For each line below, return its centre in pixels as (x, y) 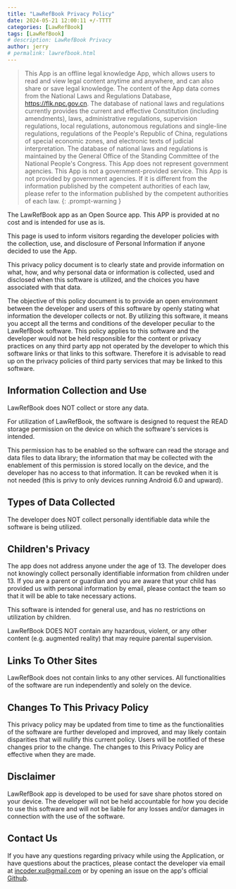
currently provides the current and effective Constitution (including (122, 111)
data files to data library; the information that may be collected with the (110, 457)
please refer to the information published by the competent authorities (126, 193)
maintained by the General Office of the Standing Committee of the (122, 155)
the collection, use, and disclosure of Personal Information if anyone (106, 243)
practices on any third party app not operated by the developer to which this (118, 346)
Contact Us (32, 838)
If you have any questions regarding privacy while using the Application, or (116, 855)
